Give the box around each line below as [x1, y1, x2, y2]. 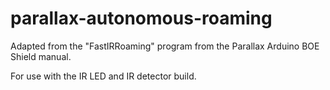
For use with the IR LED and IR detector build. [10, 70, 197, 82]
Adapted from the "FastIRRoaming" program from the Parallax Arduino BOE [10, 40, 320, 52]
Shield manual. [10, 50, 72, 62]
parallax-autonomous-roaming [10, 7, 273, 30]
